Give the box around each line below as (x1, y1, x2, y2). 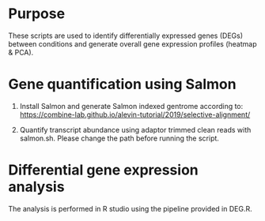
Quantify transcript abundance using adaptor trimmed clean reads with (19, 125, 252, 134)
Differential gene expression (8, 161, 199, 179)
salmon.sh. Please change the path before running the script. (19, 133, 220, 143)
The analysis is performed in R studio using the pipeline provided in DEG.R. (8, 204, 253, 213)
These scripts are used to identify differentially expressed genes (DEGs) (8, 31, 244, 40)
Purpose (8, 5, 66, 23)
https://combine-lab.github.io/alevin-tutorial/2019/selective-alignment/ (19, 110, 251, 119)
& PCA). (8, 47, 34, 57)
